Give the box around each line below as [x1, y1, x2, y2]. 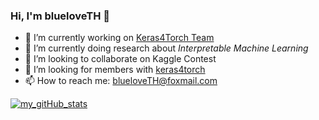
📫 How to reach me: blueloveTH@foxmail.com [24, 75, 218, 87]
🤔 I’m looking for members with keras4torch [24, 64, 206, 76]
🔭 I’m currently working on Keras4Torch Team [24, 32, 215, 44]
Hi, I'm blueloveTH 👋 [10, 9, 111, 23]
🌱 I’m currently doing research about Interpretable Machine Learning [24, 42, 309, 54]
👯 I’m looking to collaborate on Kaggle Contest [24, 53, 217, 65]
